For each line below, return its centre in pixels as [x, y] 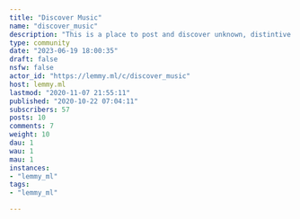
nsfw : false [31, 68]
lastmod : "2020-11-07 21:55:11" [70, 92]
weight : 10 [30, 135]
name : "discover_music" [54, 26]
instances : [30, 168]
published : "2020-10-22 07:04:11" [74, 101]
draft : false [34, 59]
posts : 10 [28, 118]
